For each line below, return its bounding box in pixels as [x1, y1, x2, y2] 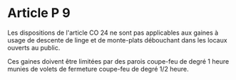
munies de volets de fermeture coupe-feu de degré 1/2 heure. [7, 64, 189, 73]
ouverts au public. [7, 43, 61, 52]
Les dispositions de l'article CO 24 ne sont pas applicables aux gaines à [7, 28, 219, 37]
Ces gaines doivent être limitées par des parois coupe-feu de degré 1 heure [7, 57, 230, 65]
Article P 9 [7, 5, 71, 21]
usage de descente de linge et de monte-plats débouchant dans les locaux [7, 35, 227, 44]
